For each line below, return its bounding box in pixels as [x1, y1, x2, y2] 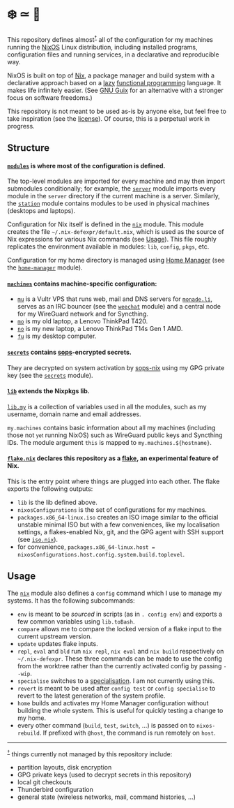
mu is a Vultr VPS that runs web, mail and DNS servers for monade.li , [17, 295, 213, 303]
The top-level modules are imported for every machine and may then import [7, 177, 226, 186]
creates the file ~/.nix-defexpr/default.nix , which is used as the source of [7, 228, 224, 236]
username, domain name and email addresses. [7, 410, 141, 418]
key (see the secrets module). [7, 371, 93, 379]
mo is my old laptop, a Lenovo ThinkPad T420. [17, 317, 148, 325]
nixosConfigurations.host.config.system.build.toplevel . [17, 550, 185, 558]
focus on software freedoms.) [7, 93, 93, 102]
